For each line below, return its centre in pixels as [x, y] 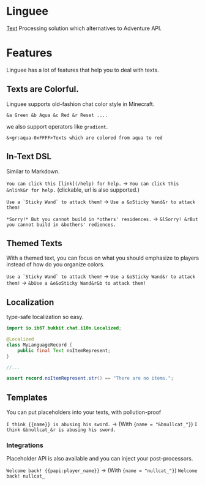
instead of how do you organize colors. [56, 265]
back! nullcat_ [26, 476]
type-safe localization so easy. [45, 317]
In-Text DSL [29, 156]
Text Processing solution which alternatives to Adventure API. [84, 28]
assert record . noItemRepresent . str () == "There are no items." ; [90, 378]
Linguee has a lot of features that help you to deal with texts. [83, 70]
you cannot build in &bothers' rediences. [61, 225]
